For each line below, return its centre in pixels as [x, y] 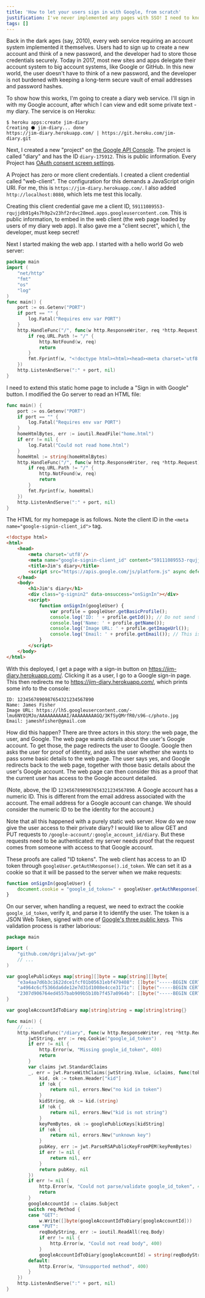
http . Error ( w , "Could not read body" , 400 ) [106, 1243]
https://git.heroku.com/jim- [138, 133]
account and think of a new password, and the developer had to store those [102, 54]
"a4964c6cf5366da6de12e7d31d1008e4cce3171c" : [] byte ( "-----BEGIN [102, 988]
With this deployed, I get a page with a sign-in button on [77, 669]
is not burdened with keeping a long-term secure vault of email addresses [99, 80]
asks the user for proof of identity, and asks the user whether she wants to [100, 752]
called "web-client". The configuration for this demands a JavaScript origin [101, 181]
